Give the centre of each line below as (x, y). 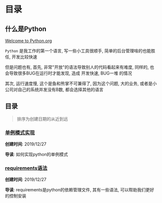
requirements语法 (26, 168)
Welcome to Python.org (29, 41)
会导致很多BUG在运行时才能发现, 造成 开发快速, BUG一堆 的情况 (68, 73)
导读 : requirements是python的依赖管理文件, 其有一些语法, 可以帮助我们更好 (80, 190)
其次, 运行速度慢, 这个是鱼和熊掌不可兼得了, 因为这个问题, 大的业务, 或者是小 (81, 83)
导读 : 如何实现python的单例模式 (37, 155)
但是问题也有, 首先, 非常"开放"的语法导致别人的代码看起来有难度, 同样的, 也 (80, 67)
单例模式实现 (20, 132)
